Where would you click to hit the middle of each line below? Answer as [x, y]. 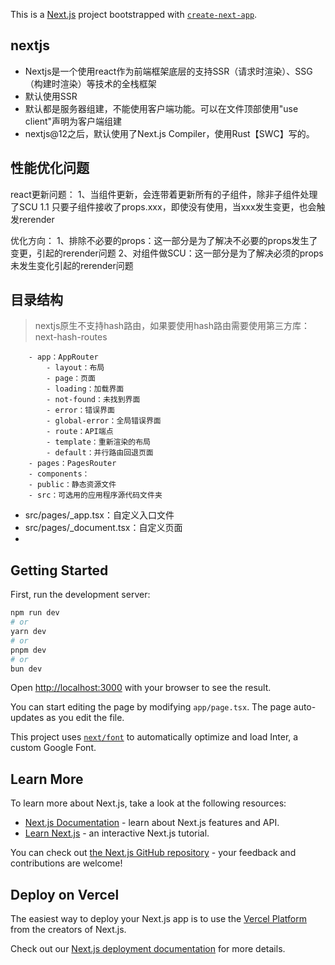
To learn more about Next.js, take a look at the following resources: [148, 803]
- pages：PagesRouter [72, 464]
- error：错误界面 [80, 410]
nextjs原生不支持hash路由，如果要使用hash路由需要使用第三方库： [172, 326]
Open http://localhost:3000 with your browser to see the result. [141, 688]
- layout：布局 [75, 368]
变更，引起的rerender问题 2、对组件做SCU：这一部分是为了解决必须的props [167, 253]
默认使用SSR [51, 96]
